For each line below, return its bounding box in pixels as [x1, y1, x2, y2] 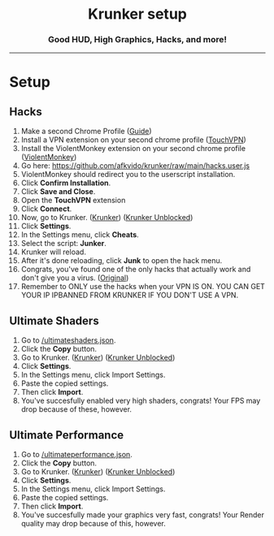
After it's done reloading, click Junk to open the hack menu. [20, 256, 223, 266]
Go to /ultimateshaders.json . [20, 335, 116, 345]
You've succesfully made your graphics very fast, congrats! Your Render [20, 510, 265, 520]
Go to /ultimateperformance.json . [20, 450, 133, 460]
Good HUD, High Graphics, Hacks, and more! [48, 34, 227, 45]
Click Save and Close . [20, 187, 96, 197]
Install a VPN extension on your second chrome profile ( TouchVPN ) [20, 135, 246, 145]
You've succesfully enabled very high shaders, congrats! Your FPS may [20, 396, 261, 406]
